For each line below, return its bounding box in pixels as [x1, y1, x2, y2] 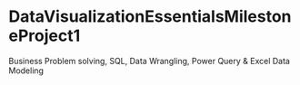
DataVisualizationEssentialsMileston [8, 6, 292, 27]
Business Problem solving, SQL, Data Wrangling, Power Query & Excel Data [8, 55, 290, 66]
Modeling [8, 65, 45, 76]
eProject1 [8, 25, 81, 46]
